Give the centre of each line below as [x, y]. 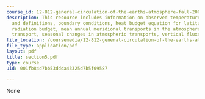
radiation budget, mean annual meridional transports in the [91, 29]
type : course [23, 63]
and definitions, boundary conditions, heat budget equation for [97, 23]
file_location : [26, 40]
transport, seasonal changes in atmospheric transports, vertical [98, 35]
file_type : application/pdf [42, 46]
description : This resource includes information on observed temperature [103, 18]
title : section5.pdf [33, 57]
